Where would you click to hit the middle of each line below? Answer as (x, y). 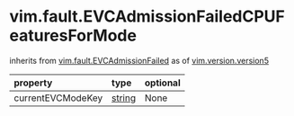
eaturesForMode (73, 36)
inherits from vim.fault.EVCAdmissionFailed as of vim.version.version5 (139, 60)
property (33, 83)
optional (163, 83)
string (124, 98)
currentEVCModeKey (58, 98)
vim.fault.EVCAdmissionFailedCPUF (147, 17)
